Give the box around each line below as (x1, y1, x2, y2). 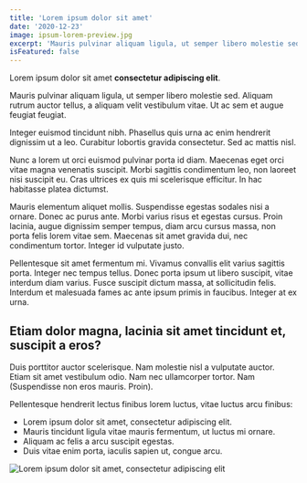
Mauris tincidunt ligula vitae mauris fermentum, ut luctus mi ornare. (22, 425, 276, 436)
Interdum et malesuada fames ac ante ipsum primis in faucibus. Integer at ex (9, 287, 297, 298)
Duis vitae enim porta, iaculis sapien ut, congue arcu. (22, 445, 223, 457)
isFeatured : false (9, 47, 79, 57)
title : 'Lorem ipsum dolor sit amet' (9, 13, 153, 23)
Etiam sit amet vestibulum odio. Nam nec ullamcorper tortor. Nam (9, 371, 256, 382)
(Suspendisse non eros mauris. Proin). (9, 381, 153, 392)
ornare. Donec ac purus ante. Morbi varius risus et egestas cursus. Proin (9, 211, 283, 222)
